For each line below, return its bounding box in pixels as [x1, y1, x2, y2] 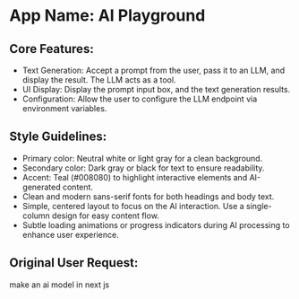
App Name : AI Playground [9, 5, 206, 26]
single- [245, 200, 272, 211]
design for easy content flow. [52, 210, 159, 221]
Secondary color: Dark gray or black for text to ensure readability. [21, 163, 265, 173]
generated [21, 181, 61, 192]
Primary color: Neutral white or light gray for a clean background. [21, 153, 263, 163]
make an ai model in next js [9, 279, 110, 290]
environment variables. [21, 103, 107, 113]
